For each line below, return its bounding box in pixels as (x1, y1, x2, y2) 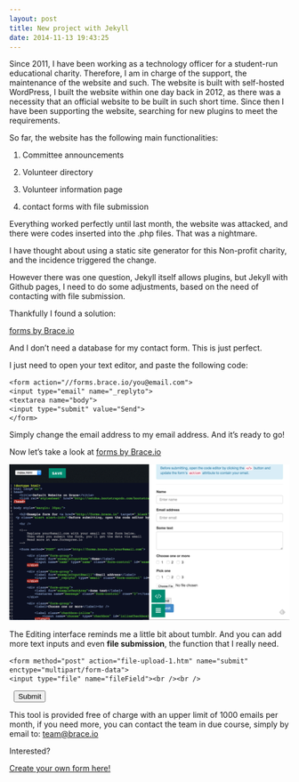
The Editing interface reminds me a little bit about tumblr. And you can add (9, 628, 282, 640)
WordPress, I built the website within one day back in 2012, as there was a (9, 87, 281, 98)
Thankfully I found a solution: (9, 308, 117, 319)
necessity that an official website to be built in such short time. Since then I (9, 96, 285, 107)
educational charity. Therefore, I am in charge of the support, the (9, 68, 247, 79)
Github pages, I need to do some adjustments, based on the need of (9, 281, 260, 293)
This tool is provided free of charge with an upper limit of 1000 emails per (9, 709, 279, 720)
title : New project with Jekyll (9, 23, 129, 33)
